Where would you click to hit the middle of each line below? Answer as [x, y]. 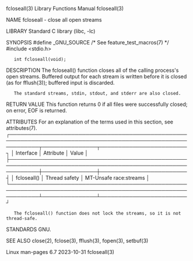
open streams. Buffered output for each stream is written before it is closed [96, 76]
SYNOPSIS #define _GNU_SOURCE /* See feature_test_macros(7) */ [87, 42]
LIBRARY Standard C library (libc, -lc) [51, 31]
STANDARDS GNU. [29, 229]
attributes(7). [22, 128]
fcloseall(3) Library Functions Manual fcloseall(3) [65, 8]
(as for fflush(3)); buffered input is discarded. [60, 83]
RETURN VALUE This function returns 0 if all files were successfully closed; [97, 104]
